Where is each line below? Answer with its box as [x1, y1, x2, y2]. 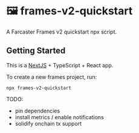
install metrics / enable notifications [15, 113, 104, 120]
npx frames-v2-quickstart [6, 85, 71, 91]
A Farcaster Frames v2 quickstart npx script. [6, 28, 117, 36]
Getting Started [6, 46, 66, 56]
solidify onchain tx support [15, 120, 82, 127]
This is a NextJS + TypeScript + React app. [6, 61, 114, 69]
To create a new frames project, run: [6, 73, 97, 81]
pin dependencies [15, 107, 60, 114]
